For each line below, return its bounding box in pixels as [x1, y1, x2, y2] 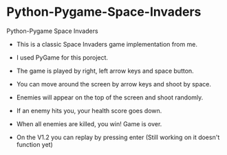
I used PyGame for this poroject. [16, 53, 108, 62]
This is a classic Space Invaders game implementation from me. [16, 40, 197, 48]
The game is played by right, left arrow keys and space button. [16, 67, 194, 75]
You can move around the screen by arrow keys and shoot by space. [16, 80, 211, 88]
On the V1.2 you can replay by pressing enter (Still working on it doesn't [16, 133, 220, 141]
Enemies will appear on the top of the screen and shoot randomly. [16, 93, 204, 102]
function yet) [16, 140, 53, 148]
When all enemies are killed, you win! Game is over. [16, 119, 162, 128]
